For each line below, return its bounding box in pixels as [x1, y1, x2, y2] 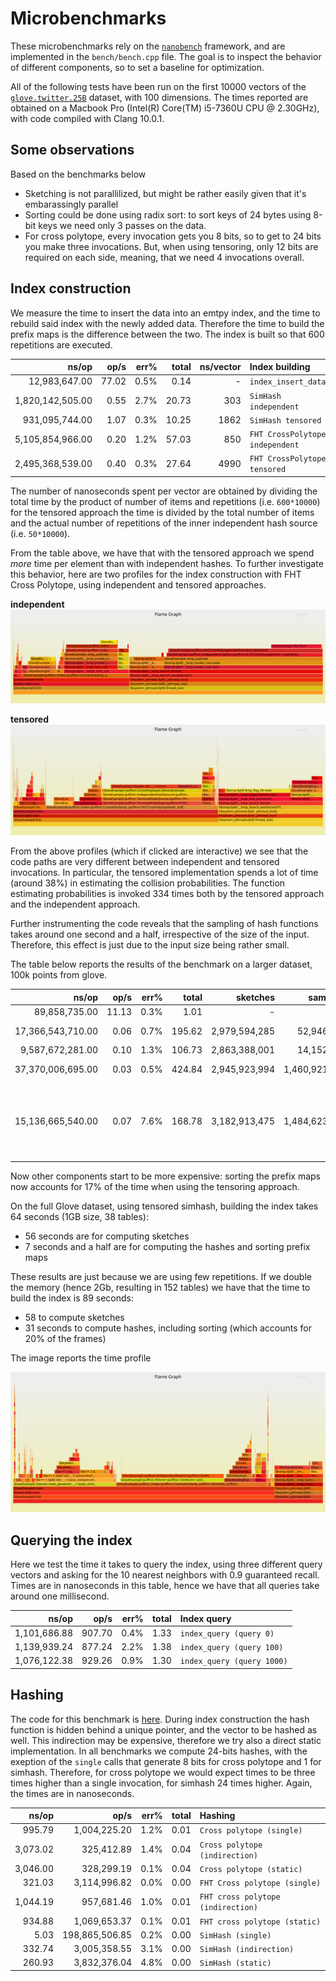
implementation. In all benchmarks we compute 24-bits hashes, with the [10, 1745, 308, 1757]
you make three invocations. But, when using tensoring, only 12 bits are [24, 240, 319, 252]
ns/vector [199, 361, 242, 373]
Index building [249, 361, 311, 373]
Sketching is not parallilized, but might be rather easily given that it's [24, 187, 307, 199]
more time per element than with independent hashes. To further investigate [10, 557, 324, 569]
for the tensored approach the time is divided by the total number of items [10, 506, 315, 518]
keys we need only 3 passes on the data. [38, 219, 207, 231]
